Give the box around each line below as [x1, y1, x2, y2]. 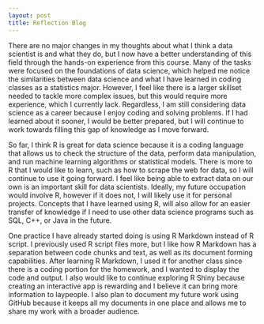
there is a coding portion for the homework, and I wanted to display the [8, 264, 239, 273]
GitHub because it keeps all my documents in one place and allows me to [8, 298, 247, 307]
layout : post [8, 11, 51, 20]
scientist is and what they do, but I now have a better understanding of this [8, 49, 252, 58]
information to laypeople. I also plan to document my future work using [8, 289, 239, 299]
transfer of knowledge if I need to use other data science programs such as [8, 207, 255, 217]
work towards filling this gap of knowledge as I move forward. [8, 124, 209, 134]
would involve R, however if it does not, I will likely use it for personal [8, 190, 232, 200]
